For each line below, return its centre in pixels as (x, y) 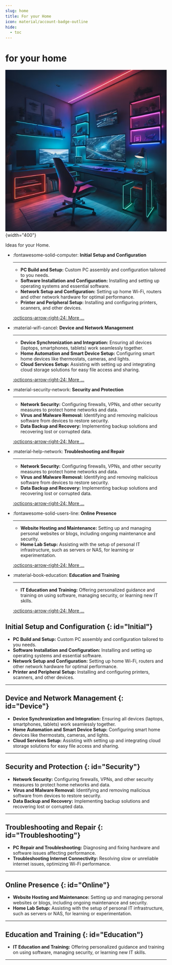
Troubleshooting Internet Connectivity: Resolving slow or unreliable (85, 858)
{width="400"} (21, 235)
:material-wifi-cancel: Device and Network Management (73, 328)
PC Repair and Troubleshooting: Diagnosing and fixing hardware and (86, 848)
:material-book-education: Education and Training (66, 575)
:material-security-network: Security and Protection (68, 390)
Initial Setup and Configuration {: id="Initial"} (79, 627)
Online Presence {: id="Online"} (58, 885)
